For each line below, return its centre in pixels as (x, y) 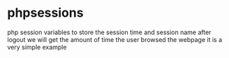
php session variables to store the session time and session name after (109, 32)
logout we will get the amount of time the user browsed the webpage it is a (114, 39)
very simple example (37, 47)
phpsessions (45, 13)
